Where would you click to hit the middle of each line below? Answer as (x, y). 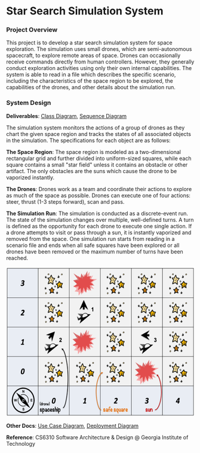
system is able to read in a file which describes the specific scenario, (91, 75)
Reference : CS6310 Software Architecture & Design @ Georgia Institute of (97, 437)
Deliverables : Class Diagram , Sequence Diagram (67, 116)
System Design (29, 103)
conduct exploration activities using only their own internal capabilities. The (99, 68)
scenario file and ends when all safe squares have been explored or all (93, 245)
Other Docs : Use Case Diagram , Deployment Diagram (73, 425)
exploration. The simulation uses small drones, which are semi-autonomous (99, 49)
